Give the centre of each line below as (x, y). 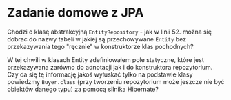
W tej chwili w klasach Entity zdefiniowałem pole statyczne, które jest (106, 59)
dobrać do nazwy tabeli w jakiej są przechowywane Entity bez (97, 39)
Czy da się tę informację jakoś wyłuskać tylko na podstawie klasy (100, 74)
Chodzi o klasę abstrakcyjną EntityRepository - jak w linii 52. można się (110, 32)
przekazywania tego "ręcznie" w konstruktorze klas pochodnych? (101, 46)
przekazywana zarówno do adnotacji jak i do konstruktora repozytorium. (110, 67)
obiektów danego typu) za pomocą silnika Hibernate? (83, 89)
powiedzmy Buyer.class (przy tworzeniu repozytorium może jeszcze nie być (116, 81)
